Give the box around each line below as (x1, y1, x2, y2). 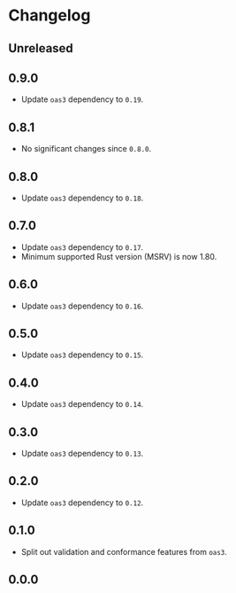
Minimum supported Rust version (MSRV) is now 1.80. (20, 251, 217, 261)
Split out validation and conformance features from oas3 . (20, 546, 227, 557)
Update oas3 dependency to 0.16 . (20, 300, 144, 311)
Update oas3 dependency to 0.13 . (20, 449, 144, 459)
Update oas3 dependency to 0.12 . (20, 497, 144, 508)
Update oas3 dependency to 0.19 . (20, 94, 144, 105)
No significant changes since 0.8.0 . (20, 144, 152, 154)
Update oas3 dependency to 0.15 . (20, 349, 144, 360)
